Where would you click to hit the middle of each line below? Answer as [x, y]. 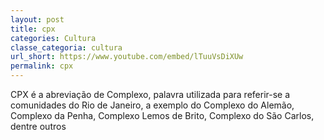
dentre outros [38, 126]
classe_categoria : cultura [66, 47]
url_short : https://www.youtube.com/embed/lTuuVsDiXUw [127, 57]
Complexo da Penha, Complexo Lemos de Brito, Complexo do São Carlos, [162, 115]
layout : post [37, 19]
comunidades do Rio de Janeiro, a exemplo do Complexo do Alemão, [152, 105]
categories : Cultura [53, 38]
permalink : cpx [42, 66]
